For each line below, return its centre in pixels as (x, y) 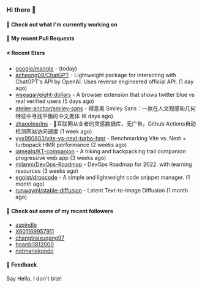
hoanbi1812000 (34, 244)
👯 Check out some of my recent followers (60, 211)
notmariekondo (34, 251)
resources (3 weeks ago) (47, 171)
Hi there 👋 (21, 10)
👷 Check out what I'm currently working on (62, 25)
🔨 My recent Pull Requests (40, 39)
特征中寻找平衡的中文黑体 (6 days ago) (64, 116)
